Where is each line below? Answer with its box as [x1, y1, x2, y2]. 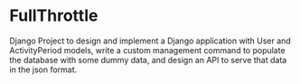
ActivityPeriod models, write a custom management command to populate [9, 44, 286, 55]
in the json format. [9, 64, 78, 75]
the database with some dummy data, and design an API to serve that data [9, 54, 287, 65]
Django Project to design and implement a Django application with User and [9, 35, 291, 46]
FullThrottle [9, 5, 98, 26]
